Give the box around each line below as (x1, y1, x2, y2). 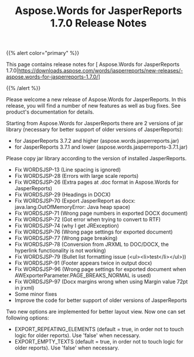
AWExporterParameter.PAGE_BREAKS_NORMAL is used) (14, 272, 151, 279)
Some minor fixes (14, 291, 57, 298)
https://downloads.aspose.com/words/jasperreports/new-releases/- (18, 67, 183, 74)
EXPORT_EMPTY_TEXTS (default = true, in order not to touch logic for (14, 338, 183, 345)
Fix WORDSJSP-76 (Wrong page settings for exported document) (14, 228, 173, 235)
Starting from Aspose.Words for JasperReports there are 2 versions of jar (6, 120, 183, 127)
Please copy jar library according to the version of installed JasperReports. (6, 155, 187, 162)
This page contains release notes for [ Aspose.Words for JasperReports (6, 61, 180, 68)
